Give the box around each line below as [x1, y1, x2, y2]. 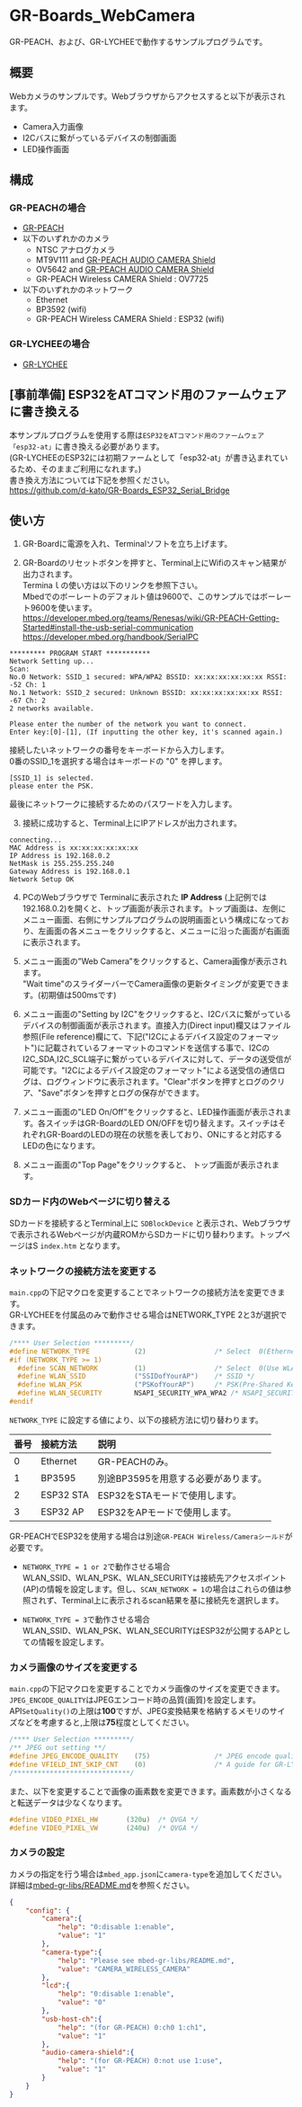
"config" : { [25, 1906, 70, 1915]
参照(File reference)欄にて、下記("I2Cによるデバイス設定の [22, 1031, 240, 1042]
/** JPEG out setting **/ [9, 1744, 106, 1753]
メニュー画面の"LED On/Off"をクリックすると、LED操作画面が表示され [22, 1107, 284, 1118]
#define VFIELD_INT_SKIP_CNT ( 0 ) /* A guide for [9, 1760, 271, 1769]
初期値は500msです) [40, 990, 117, 1001]
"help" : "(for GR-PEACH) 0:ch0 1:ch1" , [57, 2022, 207, 2032]
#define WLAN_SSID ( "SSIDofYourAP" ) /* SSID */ [17, 1372, 255, 1381]
